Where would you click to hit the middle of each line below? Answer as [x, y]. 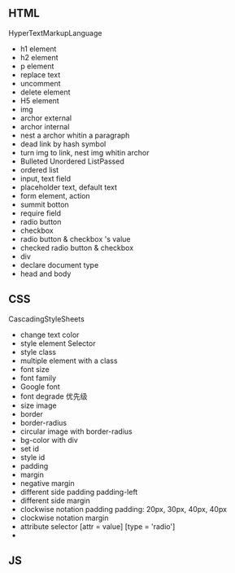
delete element [45, 92]
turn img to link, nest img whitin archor [85, 152]
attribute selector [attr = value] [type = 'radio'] [98, 526]
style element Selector [58, 343]
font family [38, 378]
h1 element [38, 49]
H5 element [39, 100]
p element [37, 66]
